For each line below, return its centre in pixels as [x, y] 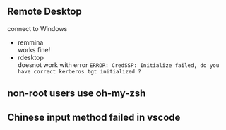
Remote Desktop [45, 12]
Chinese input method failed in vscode [94, 117]
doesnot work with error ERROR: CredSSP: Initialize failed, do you [118, 65]
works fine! [34, 49]
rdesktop [31, 57]
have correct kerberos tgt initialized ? [79, 71]
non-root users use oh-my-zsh [77, 94]
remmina [30, 42]
